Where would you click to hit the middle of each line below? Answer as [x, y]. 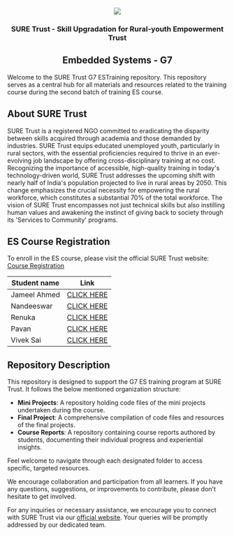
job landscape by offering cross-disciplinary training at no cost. [124, 161]
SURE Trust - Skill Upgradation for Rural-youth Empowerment [117, 29]
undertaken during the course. [61, 410]
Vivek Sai [26, 340]
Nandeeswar [32, 306]
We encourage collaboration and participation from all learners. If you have [115, 482]
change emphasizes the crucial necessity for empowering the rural [104, 190]
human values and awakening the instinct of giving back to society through [115, 212]
